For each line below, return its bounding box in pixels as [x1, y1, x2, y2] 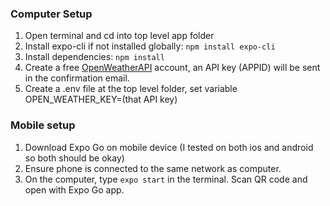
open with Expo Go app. [24, 183, 125, 196]
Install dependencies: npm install [24, 51, 165, 63]
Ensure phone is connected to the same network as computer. [24, 162, 282, 174]
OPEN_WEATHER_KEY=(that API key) [24, 93, 178, 106]
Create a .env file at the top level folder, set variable [24, 83, 238, 95]
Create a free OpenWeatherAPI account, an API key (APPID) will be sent [24, 62, 321, 74]
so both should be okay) [24, 152, 125, 164]
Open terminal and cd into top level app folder [24, 30, 215, 42]
